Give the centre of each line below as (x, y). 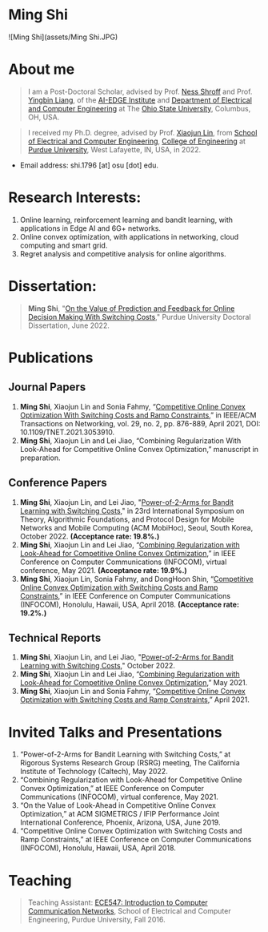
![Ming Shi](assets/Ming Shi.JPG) (63, 37)
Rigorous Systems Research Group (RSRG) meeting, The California (130, 763)
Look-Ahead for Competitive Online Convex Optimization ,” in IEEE (128, 553)
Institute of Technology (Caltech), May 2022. (94, 772)
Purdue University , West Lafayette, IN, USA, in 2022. (114, 149)
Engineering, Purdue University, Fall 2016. (96, 920)
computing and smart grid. (64, 245)
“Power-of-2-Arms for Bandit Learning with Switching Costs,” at (125, 754)
